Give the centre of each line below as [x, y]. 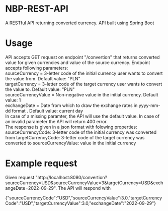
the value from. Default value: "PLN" [43, 78]
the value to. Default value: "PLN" [40, 89]
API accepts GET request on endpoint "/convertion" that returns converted [82, 57]
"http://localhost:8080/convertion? [71, 177]
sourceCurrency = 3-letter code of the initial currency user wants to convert [84, 73]
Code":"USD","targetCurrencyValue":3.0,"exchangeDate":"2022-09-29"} [80, 203]
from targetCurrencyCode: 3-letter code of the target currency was [75, 137]
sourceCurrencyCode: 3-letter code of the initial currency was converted [81, 132]
